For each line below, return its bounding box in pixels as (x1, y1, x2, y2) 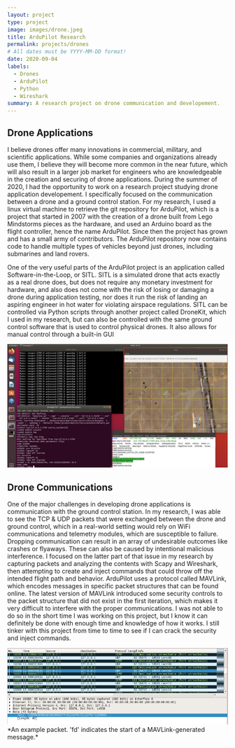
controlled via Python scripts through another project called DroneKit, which (7, 307, 227, 316)
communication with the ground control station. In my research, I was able (7, 508, 221, 516)
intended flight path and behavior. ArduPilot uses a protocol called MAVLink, (7, 574, 227, 583)
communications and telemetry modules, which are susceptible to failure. (7, 529, 219, 539)
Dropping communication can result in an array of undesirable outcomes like (7, 537, 228, 546)
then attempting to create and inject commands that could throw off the (7, 567, 213, 576)
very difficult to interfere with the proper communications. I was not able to (7, 604, 223, 613)
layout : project (7, 11, 55, 18)
